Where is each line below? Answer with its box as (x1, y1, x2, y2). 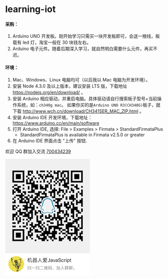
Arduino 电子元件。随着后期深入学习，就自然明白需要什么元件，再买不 (12, 46, 158, 52)
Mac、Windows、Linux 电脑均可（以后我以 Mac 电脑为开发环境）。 (12, 76, 150, 82)
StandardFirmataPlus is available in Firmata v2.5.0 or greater (20, 132, 145, 138)
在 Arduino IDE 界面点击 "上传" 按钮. (12, 137, 87, 144)
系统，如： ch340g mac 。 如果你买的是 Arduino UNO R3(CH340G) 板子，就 (17, 102, 160, 108)
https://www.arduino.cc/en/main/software (12, 120, 99, 126)
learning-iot (5, 4, 56, 15)
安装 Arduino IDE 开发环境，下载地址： (12, 114, 93, 120)
